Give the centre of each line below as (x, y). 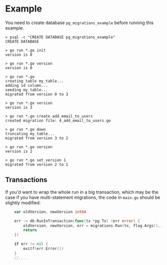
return (30, 230)
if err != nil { (31, 244)
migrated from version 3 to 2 (37, 138)
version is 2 (19, 151)
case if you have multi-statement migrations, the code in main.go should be (83, 197)
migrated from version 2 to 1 (37, 164)
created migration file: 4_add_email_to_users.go (58, 120)
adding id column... (27, 85)
